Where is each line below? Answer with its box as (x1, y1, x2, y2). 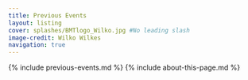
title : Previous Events (8, 11, 87, 20)
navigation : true (8, 41, 66, 49)
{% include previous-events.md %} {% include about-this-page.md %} (8, 63, 241, 72)
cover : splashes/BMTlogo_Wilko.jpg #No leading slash (8, 26, 191, 34)
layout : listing (8, 19, 62, 27)
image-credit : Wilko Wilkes (8, 33, 102, 42)
